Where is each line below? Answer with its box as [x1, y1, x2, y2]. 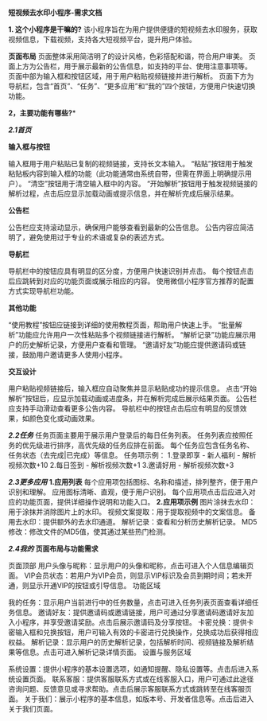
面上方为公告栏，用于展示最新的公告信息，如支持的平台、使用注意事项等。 [8, 61, 252, 71]
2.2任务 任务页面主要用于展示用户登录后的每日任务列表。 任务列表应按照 [8, 431, 246, 440]
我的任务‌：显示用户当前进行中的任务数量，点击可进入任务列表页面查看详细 [8, 598, 252, 607]
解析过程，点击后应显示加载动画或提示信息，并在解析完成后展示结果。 [8, 189, 238, 198]
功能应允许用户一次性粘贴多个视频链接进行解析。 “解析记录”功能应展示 [18, 330, 250, 339]
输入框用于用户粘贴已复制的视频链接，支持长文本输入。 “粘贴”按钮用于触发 [8, 159, 253, 168]
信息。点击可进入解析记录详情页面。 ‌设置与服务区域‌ [21, 648, 192, 657]
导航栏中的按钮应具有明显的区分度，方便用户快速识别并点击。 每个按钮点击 [8, 267, 254, 275]
